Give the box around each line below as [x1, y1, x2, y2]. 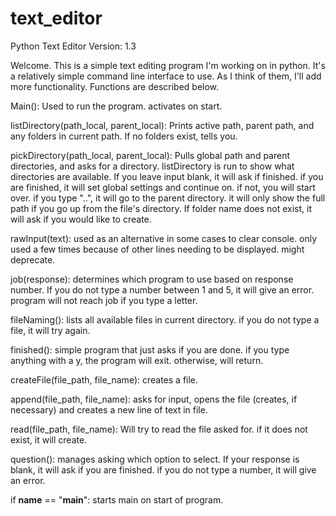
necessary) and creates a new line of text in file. [10, 403, 208, 416]
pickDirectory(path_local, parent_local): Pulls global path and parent [10, 149, 291, 161]
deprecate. [10, 253, 56, 266]
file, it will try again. [10, 324, 91, 336]
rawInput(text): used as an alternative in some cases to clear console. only [10, 232, 318, 244]
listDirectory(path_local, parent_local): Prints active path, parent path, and [10, 119, 315, 131]
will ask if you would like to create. [10, 213, 152, 225]
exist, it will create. [10, 433, 88, 446]
